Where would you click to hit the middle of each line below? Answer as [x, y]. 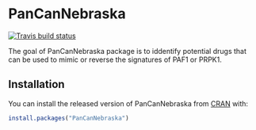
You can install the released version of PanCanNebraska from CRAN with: [128, 103]
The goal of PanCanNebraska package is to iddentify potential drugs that [128, 51]
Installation [36, 84]
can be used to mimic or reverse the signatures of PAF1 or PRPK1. [115, 59]
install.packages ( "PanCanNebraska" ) [69, 118]
